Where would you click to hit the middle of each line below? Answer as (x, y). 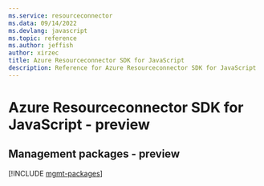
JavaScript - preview (79, 124)
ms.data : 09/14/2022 (43, 23)
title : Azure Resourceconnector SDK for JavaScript (96, 61)
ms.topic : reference (43, 38)
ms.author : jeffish (41, 46)
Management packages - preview (94, 154)
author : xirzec (34, 53)
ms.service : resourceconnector (61, 16)
